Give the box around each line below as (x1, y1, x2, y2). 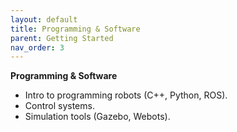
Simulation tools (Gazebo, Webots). (24, 111, 171, 123)
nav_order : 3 (10, 42, 65, 53)
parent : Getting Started (10, 33, 114, 43)
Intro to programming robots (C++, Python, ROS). (24, 89, 228, 101)
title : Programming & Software (10, 24, 141, 34)
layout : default (10, 14, 78, 25)
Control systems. (24, 100, 95, 112)
